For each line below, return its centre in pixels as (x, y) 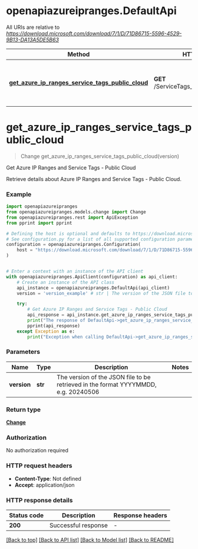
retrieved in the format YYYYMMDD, (107, 384)
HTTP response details (39, 500)
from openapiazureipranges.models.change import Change (76, 212)
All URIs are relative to (33, 27)
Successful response (78, 525)
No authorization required (37, 451)
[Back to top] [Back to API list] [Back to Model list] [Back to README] (90, 540)
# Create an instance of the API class (66, 282)
